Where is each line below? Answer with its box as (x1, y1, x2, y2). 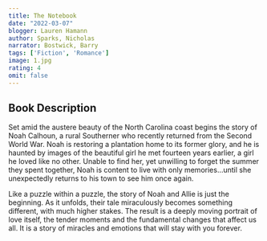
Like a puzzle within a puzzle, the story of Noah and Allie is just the (8, 190, 230, 199)
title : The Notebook (8, 11, 78, 20)
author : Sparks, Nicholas (8, 34, 95, 43)
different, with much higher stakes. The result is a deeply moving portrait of (8, 206, 258, 216)
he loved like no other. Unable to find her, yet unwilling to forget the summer (8, 157, 259, 166)
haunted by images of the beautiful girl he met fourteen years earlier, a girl (8, 148, 254, 157)
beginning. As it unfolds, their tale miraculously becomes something (8, 198, 233, 207)
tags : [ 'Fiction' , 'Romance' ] (8, 49, 110, 57)
